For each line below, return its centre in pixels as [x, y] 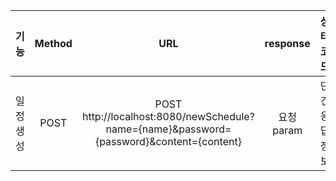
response [287, 43]
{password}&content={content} [168, 141]
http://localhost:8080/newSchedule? [168, 116]
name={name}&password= [168, 129]
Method [53, 43]
